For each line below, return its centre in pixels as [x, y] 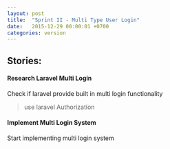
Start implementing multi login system [61, 138]
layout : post [26, 13]
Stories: [24, 60]
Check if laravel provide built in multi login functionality [85, 93]
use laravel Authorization [59, 107]
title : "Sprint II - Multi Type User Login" [73, 20]
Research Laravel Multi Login [50, 78]
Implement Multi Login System [52, 123]
